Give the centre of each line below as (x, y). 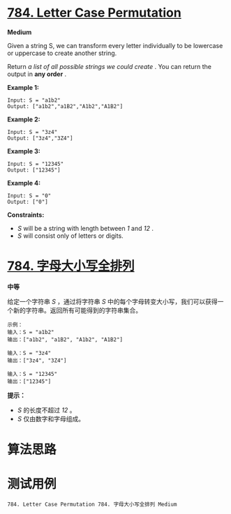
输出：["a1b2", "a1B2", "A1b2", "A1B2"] (65, 340)
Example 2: (24, 119)
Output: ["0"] (28, 202)
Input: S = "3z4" (32, 132)
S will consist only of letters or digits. (70, 236)
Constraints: (26, 215)
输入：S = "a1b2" (31, 332)
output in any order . (37, 74)
